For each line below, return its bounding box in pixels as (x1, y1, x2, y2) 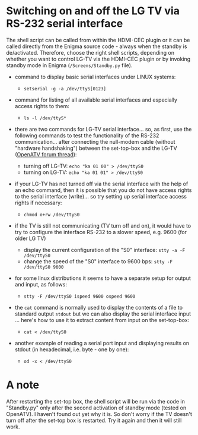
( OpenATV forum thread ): (14, 150, 77, 158)
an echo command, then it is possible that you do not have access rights (14, 186, 192, 194)
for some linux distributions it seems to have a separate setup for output (14, 275, 191, 282)
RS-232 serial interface (6, 17, 123, 30)
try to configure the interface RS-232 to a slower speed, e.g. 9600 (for (14, 228, 187, 235)
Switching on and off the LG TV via (6, 4, 180, 18)
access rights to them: (14, 102, 70, 109)
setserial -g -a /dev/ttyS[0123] (23, 86, 107, 92)
